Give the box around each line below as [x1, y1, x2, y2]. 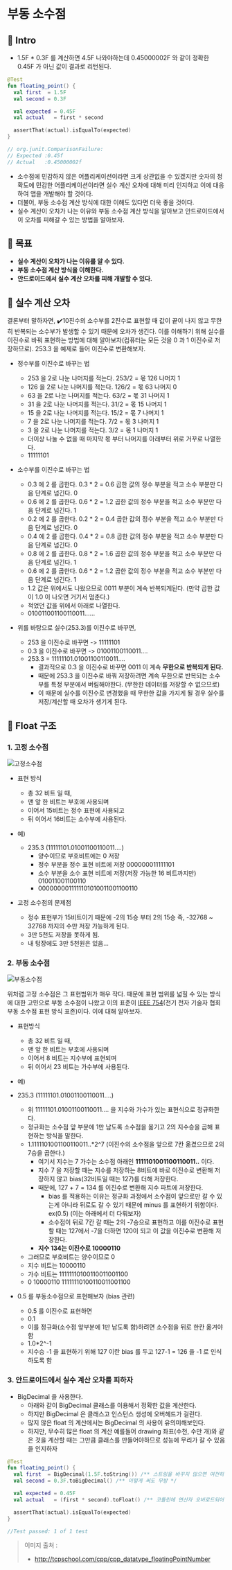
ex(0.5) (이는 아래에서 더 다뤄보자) [48, 1210, 142, 1218]
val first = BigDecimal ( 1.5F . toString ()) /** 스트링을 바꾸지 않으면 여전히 [13, 1471, 224, 1478]
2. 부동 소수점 [7, 958, 51, 967]
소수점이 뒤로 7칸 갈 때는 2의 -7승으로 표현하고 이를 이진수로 [48, 1218, 211, 1226]
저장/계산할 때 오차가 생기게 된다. [37, 698, 127, 706]
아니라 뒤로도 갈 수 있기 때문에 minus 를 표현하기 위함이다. [61, 1201, 219, 1209]
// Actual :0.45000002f [7, 159, 82, 166]
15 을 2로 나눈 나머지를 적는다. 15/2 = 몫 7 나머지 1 [27, 409, 164, 417]
